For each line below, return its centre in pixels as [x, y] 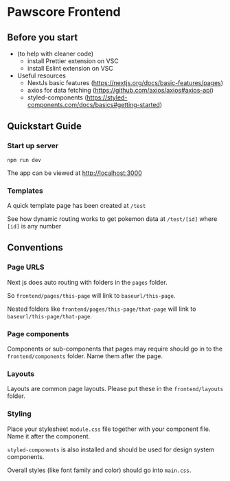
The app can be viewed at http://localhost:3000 [74, 173]
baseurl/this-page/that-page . [50, 316]
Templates [25, 191]
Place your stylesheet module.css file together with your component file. [109, 429]
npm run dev [24, 160]
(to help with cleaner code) [55, 54]
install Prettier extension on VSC [73, 61]
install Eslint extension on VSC [70, 68]
